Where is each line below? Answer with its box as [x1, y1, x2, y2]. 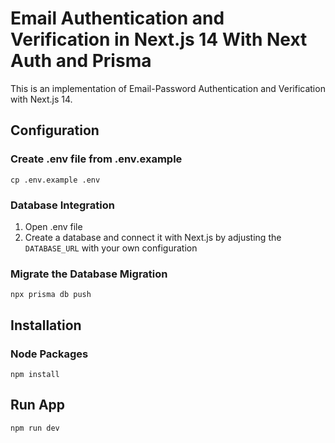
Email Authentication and [10, 7, 225, 30]
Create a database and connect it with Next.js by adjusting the [24, 231, 282, 243]
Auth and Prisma [10, 50, 152, 72]
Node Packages [10, 347, 89, 361]
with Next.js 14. [10, 93, 73, 105]
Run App [10, 397, 66, 414]
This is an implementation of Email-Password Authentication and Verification [10, 82, 326, 94]
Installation [10, 317, 82, 334]
